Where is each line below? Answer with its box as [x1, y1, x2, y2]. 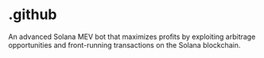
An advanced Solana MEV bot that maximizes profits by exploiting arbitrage [8, 32, 256, 41]
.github [8, 6, 57, 24]
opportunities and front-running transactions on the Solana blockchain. [8, 40, 241, 49]
